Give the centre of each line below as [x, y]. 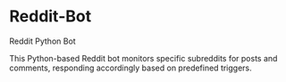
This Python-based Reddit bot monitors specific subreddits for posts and [143, 58]
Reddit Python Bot [42, 41]
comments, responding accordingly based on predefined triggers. [130, 68]
